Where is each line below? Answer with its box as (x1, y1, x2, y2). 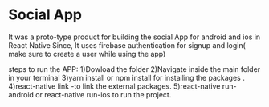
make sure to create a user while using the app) (8, 49, 166, 58)
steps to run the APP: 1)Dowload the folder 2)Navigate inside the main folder (8, 64, 261, 73)
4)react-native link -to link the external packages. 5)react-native (8, 81, 221, 91)
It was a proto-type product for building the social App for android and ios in (8, 32, 261, 42)
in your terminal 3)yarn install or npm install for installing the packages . (8, 73, 245, 82)
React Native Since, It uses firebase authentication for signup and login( (8, 40, 247, 50)
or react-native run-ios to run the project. (35, 89, 172, 99)
